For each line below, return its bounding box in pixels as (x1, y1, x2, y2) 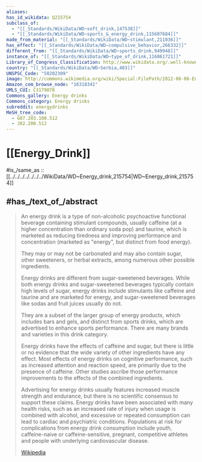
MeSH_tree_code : (6, 109, 47, 115)
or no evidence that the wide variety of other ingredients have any (20, 348, 185, 356)
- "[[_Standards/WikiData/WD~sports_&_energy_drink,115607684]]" (11, 31, 179, 37)
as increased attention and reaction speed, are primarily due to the (20, 362, 186, 369)
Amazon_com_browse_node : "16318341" (6, 82, 98, 88)
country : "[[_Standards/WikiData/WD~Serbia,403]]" (6, 64, 136, 71)
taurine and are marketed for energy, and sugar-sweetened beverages (20, 293, 196, 301)
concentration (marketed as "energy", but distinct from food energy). (20, 238, 192, 245)
